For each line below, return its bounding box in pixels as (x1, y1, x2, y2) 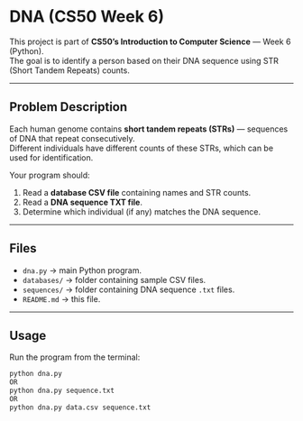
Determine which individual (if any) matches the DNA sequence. (22, 206, 262, 217)
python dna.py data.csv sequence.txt (9, 403, 151, 412)
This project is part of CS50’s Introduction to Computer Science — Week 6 (9, 36, 291, 47)
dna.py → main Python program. (22, 264, 142, 276)
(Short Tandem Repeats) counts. (9, 65, 131, 76)
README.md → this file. (22, 293, 101, 304)
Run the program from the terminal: (9, 352, 141, 362)
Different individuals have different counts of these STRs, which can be (9, 142, 273, 153)
